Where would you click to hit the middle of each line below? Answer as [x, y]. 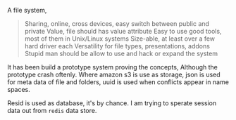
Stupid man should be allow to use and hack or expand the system [121, 53]
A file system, [27, 10]
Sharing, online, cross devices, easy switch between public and [117, 24]
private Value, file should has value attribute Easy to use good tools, [123, 31]
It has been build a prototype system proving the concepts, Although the [113, 67]
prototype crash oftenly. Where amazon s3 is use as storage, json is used [114, 74]
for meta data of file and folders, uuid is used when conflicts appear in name [118, 82]
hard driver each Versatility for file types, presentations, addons [117, 46]
